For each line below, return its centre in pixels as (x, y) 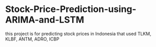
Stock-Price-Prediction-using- (71, 9)
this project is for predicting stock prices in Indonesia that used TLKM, (78, 33)
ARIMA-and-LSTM (45, 20)
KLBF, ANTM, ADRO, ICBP (32, 39)
